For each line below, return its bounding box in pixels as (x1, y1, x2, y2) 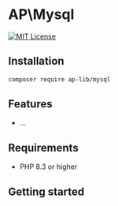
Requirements (8, 140, 79, 155)
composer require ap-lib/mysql (8, 75, 111, 84)
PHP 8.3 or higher (19, 162, 78, 171)
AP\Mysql (8, 6, 75, 24)
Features (8, 97, 53, 111)
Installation (8, 54, 65, 68)
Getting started (8, 185, 85, 198)
